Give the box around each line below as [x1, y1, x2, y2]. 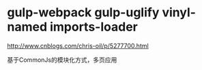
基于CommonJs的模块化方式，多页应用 [7, 56, 117, 64]
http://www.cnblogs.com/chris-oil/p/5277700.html [7, 41, 149, 50]
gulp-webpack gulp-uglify [7, 5, 160, 20]
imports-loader [50, 19, 138, 35]
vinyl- [162, 5, 197, 20]
